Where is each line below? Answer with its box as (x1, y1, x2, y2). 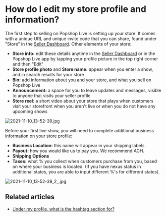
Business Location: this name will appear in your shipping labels (12, 142, 145, 148)
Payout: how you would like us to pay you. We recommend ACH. (12, 148, 145, 154)
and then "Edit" (12, 61, 44, 67)
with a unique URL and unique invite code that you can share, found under (5, 36, 157, 42)
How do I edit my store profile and (5, 3, 147, 15)
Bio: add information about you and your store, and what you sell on (12, 77, 152, 83)
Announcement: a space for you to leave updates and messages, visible (12, 87, 162, 93)
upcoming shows (12, 108, 48, 114)
